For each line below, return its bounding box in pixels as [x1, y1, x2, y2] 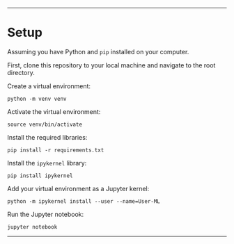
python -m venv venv [7, 95, 68, 102]
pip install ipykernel [7, 172, 73, 179]
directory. [7, 68, 35, 76]
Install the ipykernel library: [7, 158, 87, 167]
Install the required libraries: [7, 133, 88, 141]
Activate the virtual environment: [7, 107, 101, 115]
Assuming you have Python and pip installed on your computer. [7, 47, 189, 56]
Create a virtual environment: [7, 81, 91, 90]
